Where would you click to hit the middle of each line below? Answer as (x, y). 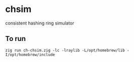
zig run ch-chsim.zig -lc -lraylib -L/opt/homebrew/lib (65, 50)
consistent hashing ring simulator (40, 23)
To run (16, 39)
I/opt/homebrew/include (30, 54)
